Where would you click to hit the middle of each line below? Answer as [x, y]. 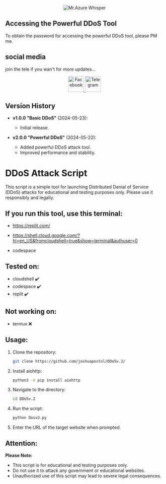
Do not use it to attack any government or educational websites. [79, 470]
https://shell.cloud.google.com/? [46, 235]
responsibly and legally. [30, 198]
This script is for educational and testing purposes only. [70, 465]
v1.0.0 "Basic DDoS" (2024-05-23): [50, 118]
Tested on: [22, 266]
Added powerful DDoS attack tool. [56, 147]
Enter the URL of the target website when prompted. [67, 428]
